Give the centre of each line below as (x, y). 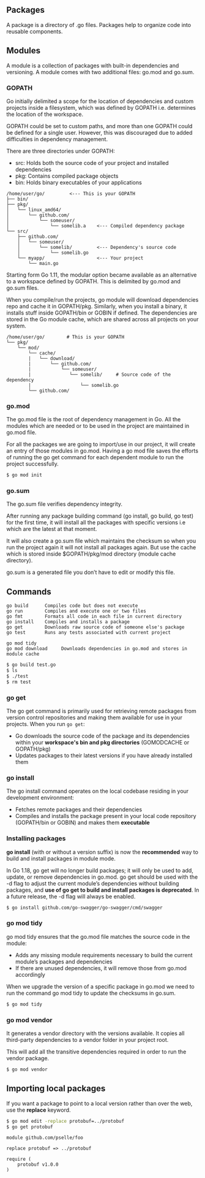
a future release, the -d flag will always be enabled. (71, 896)
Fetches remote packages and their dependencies (79, 809)
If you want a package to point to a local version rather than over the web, (99, 1103)
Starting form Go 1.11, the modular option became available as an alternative (102, 275)
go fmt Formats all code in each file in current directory (94, 617)
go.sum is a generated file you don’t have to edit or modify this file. (91, 572)
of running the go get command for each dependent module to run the (95, 457)
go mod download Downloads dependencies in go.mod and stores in (97, 649)
